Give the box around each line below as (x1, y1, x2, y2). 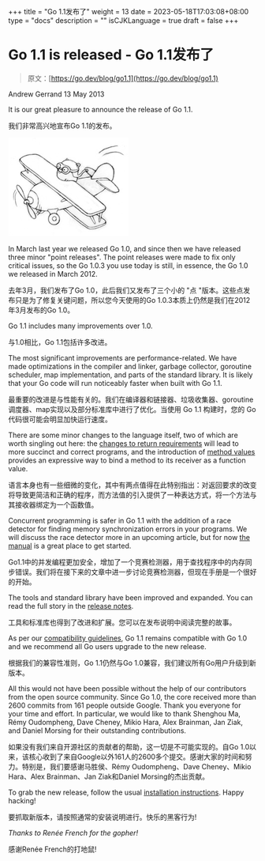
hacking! (8, 795, 37, 805)
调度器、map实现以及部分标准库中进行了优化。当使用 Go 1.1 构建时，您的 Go (8, 404, 256, 414)
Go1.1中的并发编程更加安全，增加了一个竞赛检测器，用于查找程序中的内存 (8, 557, 246, 567)
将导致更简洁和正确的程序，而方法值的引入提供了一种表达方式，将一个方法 (8, 489, 250, 500)
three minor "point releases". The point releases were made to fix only (8, 252, 236, 262)
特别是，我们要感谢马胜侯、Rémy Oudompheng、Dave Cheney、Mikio (21, 761, 252, 771)
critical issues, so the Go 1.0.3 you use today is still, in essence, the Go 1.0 (8, 260, 248, 270)
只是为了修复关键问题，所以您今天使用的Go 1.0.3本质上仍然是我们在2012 (14, 295, 251, 304)
